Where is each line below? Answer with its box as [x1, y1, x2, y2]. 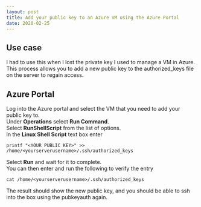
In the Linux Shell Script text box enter [6, 131, 103, 138]
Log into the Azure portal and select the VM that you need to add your [6, 105, 180, 112]
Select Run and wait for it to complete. [6, 159, 102, 165]
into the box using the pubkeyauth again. [6, 194, 107, 200]
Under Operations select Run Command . [6, 118, 110, 125]
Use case [6, 42, 42, 53]
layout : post [6, 8, 39, 15]
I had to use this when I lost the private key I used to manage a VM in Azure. [6, 59, 195, 66]
